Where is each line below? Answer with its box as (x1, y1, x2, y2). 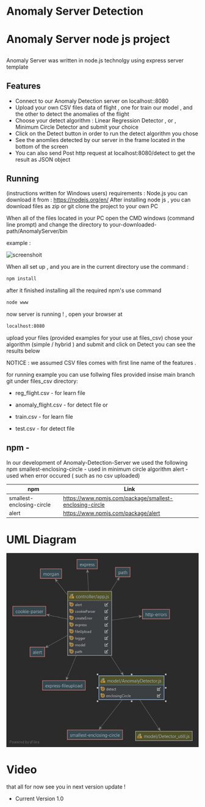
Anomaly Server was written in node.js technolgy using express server (6, 56, 184, 64)
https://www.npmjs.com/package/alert (63, 509, 160, 517)
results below (6, 347, 40, 355)
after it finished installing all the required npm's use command (6, 287, 162, 295)
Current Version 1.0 (15, 795, 64, 802)
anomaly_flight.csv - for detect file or (15, 401, 109, 408)
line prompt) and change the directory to (6, 221, 109, 228)
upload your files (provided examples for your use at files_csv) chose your (6, 334, 193, 342)
